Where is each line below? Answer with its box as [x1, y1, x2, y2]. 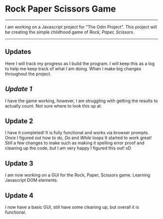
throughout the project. [5, 71, 51, 77]
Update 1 [5, 85, 33, 93]
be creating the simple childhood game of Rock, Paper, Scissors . [5, 29, 134, 35]
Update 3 [5, 159, 33, 168]
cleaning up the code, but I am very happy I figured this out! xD [5, 145, 131, 151]
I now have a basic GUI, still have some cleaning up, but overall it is [5, 204, 139, 210]
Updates [5, 47, 32, 56]
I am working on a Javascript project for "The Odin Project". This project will [5, 24, 157, 30]
